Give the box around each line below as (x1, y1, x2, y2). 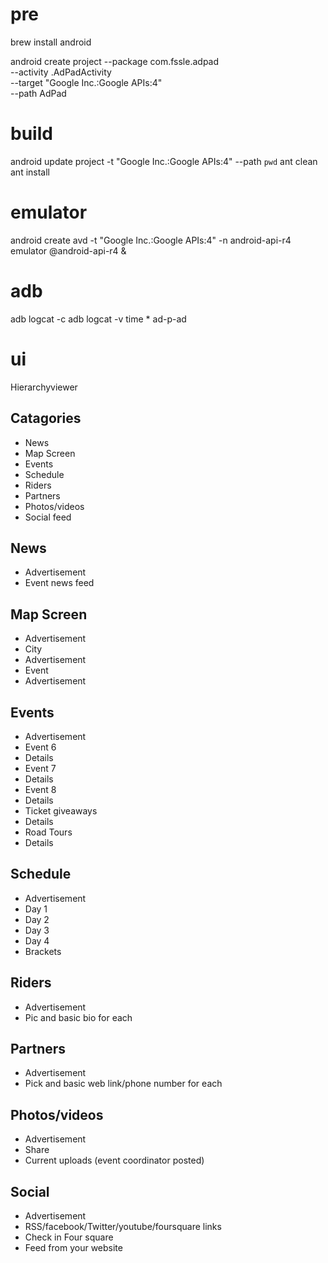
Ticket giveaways (24, 804, 98, 817)
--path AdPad (10, 87, 67, 99)
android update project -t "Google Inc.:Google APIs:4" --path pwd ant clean (10, 155, 318, 167)
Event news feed (24, 577, 95, 589)
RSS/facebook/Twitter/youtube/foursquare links (24, 1221, 222, 1232)
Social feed (24, 511, 72, 523)
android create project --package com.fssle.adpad (10, 55, 220, 67)
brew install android (10, 36, 92, 48)
